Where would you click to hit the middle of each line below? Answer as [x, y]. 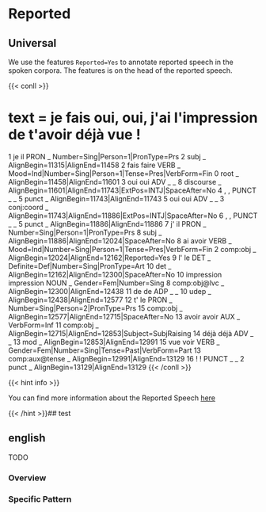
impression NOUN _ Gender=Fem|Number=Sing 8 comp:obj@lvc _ [116, 283]
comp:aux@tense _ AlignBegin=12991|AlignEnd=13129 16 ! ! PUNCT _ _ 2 [126, 358]
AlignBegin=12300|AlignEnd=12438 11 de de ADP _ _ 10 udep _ [110, 291]
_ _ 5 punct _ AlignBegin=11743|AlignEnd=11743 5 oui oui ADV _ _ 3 [116, 198]
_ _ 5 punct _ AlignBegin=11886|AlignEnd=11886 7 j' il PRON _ [107, 224]
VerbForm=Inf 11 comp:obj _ [53, 325]
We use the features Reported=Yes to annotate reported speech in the [121, 62]
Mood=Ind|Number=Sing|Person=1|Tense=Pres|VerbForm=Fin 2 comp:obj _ [132, 249]
